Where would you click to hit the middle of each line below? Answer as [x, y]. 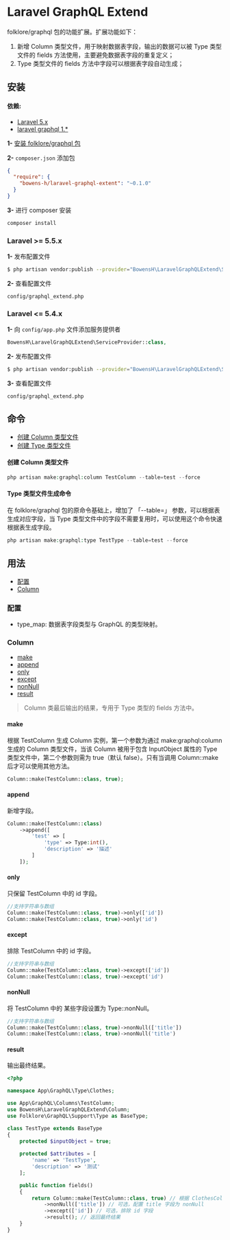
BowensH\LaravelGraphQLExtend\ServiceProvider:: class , [87, 343]
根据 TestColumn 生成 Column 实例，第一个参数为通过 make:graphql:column [115, 740]
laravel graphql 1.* [42, 129]
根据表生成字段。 [31, 527]
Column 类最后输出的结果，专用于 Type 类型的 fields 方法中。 [111, 708]
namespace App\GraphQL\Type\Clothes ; [61, 1091]
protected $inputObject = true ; [65, 1141]
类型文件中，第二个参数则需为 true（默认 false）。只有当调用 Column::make [113, 757]
